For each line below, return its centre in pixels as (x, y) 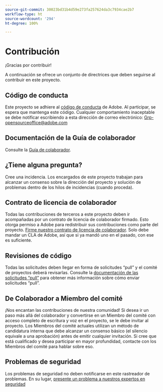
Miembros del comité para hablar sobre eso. (50, 347)
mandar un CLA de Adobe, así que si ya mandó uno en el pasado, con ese (80, 235)
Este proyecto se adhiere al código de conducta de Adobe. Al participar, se (81, 107)
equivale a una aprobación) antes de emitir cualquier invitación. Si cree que (81, 336)
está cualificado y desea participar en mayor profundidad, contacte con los (81, 341)
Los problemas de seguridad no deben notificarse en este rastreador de (77, 373)
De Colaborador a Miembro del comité (64, 298)
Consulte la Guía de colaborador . (38, 150)
